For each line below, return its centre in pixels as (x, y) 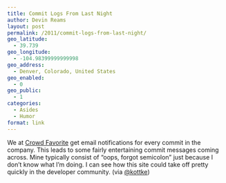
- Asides (26, 110)
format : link (26, 123)
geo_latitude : (28, 39)
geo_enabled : (26, 78)
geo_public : (24, 90)
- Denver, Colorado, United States (65, 71)
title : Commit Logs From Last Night (60, 13)
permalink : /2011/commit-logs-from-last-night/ (77, 33)
